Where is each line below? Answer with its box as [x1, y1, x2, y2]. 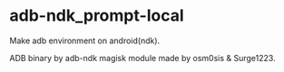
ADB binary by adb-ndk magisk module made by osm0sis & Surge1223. [9, 52, 276, 63]
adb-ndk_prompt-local [9, 5, 184, 26]
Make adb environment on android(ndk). [9, 35, 161, 46]
